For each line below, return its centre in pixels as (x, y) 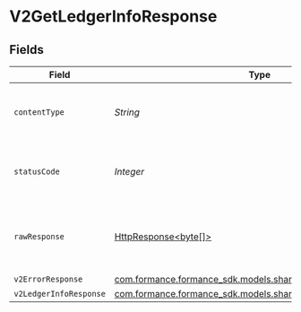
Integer (129, 172)
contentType (39, 113)
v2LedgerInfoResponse (60, 294)
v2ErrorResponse (48, 279)
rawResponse (39, 236)
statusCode (37, 172)
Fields (27, 50)
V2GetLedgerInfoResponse (113, 17)
